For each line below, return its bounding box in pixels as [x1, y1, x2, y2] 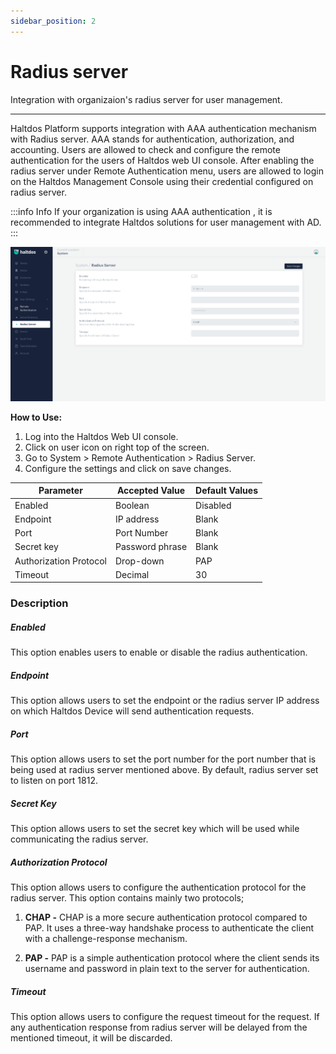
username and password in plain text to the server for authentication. [24, 963, 310, 975]
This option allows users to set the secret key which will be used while [10, 823, 300, 835]
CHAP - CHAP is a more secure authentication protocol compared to [24, 911, 308, 924]
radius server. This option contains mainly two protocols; [10, 892, 245, 904]
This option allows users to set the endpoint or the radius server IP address [10, 695, 320, 707]
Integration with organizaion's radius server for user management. [10, 93, 283, 105]
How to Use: [10, 411, 63, 423]
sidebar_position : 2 [10, 16, 97, 26]
